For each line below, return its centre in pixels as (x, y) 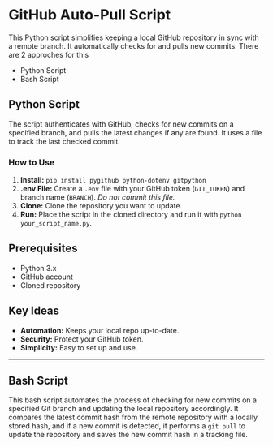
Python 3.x (38, 268)
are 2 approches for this (49, 54)
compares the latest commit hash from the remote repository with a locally (133, 417)
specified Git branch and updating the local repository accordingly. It (123, 409)
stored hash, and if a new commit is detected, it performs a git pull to (127, 426)
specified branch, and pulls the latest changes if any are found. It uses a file (135, 132)
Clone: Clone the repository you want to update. (101, 206)
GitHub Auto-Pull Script (90, 15)
